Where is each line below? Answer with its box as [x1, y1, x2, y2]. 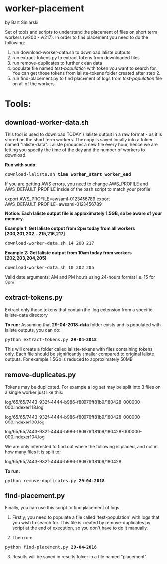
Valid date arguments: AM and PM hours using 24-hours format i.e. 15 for [5, 274, 155, 280]
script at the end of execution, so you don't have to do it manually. [12, 525, 148, 531]
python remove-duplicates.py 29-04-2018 [5, 478, 105, 483]
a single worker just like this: [5, 389, 64, 395]
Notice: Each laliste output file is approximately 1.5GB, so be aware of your [5, 211, 162, 216]
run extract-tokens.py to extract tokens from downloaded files [12, 54, 140, 60]
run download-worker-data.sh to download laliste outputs [12, 49, 131, 55]
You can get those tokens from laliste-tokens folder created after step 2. [12, 70, 161, 76]
